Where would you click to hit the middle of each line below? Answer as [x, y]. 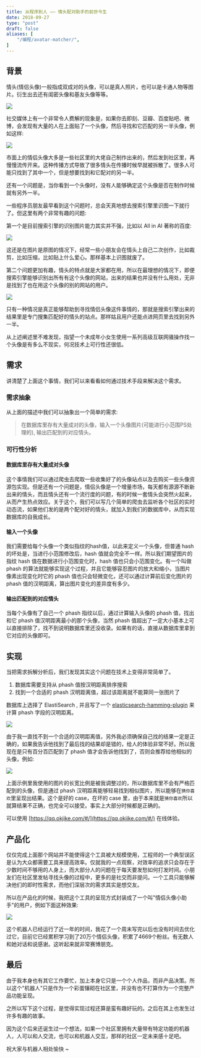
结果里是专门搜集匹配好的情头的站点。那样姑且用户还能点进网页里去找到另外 [100, 317]
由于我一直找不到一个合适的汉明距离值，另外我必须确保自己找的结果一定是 [98, 737]
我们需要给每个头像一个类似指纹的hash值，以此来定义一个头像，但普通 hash [100, 546]
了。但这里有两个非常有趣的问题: [46, 213]
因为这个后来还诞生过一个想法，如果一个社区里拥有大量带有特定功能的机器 [98, 1029]
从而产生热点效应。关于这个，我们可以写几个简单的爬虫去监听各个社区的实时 [100, 502]
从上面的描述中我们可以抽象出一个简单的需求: [62, 412]
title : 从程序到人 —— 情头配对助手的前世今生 [57, 12]
